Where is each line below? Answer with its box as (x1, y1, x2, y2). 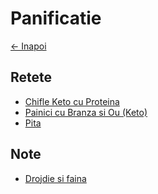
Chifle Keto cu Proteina (24, 95, 120, 107)
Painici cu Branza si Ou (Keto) (24, 106, 148, 118)
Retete (10, 69, 53, 86)
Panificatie (10, 7, 102, 30)
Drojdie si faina (24, 172, 87, 184)
